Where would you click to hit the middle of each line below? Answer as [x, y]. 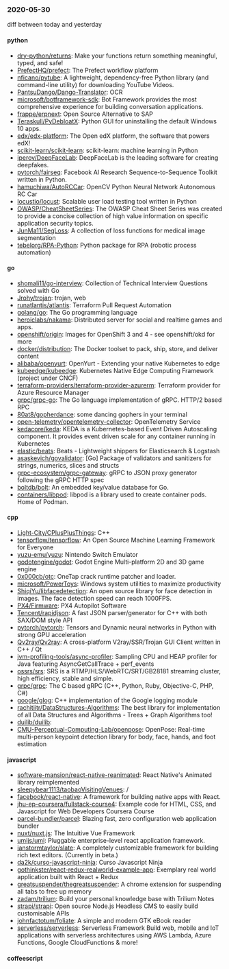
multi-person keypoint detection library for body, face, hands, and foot [116, 737]
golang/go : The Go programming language [77, 312]
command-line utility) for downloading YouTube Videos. [95, 84]
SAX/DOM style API [45, 620]
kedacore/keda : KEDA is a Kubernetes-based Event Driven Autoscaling [117, 429]
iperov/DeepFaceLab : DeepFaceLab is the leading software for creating [118, 157]
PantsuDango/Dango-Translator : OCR [70, 92]
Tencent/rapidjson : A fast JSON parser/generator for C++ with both [112, 612]
